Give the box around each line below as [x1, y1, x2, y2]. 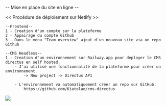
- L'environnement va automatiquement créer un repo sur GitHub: [14, 82, 157, 87]
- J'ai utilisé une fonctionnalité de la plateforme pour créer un [14, 64, 161, 69]
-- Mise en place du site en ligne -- [5, 5, 79, 10]
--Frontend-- [5, 24, 33, 29]
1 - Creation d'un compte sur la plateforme [5, 29, 102, 34]
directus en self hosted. [5, 60, 60, 65]
